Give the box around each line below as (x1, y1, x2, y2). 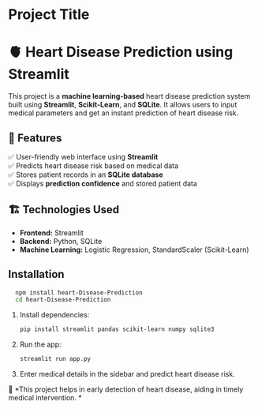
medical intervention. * (8, 393, 83, 403)
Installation (8, 268, 65, 281)
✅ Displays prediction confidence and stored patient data (8, 178, 197, 188)
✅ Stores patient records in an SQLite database (8, 170, 163, 179)
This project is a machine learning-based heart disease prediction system (8, 92, 251, 101)
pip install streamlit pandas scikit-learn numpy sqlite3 (19, 325, 215, 333)
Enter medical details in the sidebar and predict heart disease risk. (19, 370, 235, 379)
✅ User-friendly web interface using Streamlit (8, 152, 159, 161)
